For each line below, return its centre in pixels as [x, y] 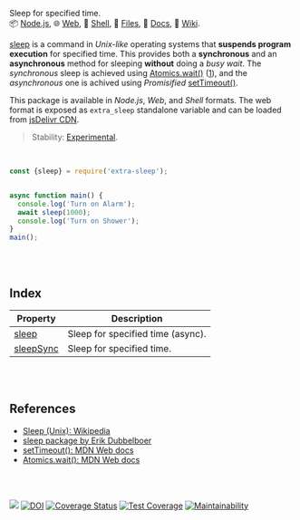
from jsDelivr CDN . [44, 120]
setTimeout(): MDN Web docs [78, 450]
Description [137, 318]
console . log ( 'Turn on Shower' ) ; [79, 221]
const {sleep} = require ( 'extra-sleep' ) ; [89, 171]
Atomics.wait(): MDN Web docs [81, 459]
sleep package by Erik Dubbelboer [87, 440]
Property [36, 318]
